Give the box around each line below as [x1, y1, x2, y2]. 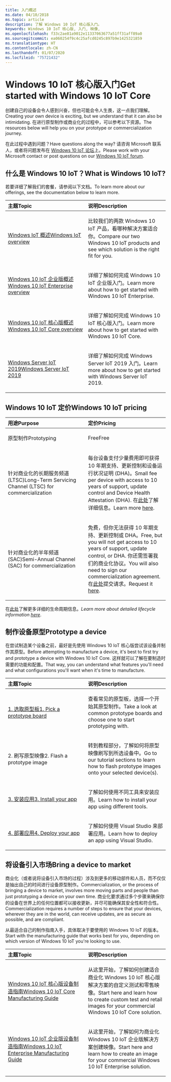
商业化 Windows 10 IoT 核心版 [88, 974, 160, 981]
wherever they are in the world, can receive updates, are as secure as [5, 911, 152, 917]
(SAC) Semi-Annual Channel [8, 556, 75, 563]
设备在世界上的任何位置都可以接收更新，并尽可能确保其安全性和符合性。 [9, 900, 161, 906]
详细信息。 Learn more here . [88, 504, 155, 511]
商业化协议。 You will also [98, 560, 159, 567]
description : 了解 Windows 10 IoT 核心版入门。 [5, 21, 102, 27]
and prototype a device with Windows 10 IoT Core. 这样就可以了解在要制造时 [5, 655, 166, 661]
